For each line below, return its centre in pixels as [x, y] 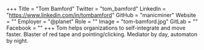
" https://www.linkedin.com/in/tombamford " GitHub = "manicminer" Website [101, 15]
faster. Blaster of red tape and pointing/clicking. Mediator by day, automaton [102, 34]
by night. [17, 41]
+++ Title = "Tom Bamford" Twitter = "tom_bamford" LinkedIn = [86, 9]
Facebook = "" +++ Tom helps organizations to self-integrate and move [96, 28]
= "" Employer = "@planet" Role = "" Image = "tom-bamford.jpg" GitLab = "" [102, 21]
